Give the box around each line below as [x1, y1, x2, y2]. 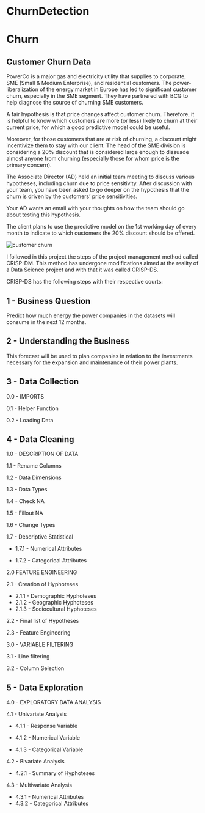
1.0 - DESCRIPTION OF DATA [6, 451, 79, 458]
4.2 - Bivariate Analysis [6, 758, 65, 765]
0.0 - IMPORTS [6, 392, 45, 400]
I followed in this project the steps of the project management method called [6, 253, 198, 260]
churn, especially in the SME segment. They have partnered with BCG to [6, 92, 189, 100]
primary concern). [6, 161, 52, 169]
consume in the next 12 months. [6, 318, 87, 325]
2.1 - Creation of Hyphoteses [6, 581, 79, 588]
